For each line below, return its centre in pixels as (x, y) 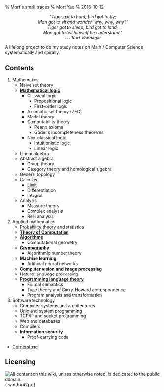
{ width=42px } (20, 384)
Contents (20, 68)
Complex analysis (45, 211)
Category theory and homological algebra (69, 169)
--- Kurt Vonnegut (83, 38)
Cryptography (34, 248)
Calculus (29, 179)
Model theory (41, 117)
